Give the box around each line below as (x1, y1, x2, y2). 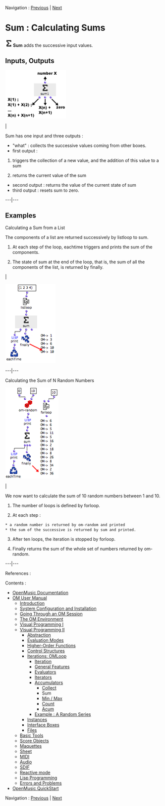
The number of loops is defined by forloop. (12, 502, 101, 508)
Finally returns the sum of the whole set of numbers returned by (12, 546, 143, 552)
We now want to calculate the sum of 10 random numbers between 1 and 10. (5, 493, 161, 499)
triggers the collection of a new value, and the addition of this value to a (12, 157, 160, 163)
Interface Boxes (27, 722, 59, 728)
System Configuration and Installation (19, 605, 97, 611)
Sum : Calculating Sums (5, 22, 106, 33)
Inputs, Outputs (5, 57, 55, 65)
